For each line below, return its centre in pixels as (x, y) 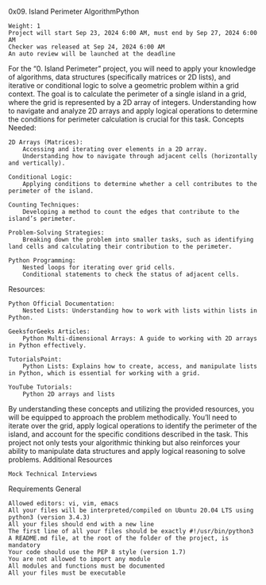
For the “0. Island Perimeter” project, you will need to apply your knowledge (132, 68)
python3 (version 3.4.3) (49, 517)
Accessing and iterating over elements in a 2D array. (115, 149)
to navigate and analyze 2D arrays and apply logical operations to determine (133, 111)
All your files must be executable (67, 573)
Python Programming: (42, 261)
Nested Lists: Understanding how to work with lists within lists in (140, 311)
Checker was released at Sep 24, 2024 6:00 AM (87, 47)
